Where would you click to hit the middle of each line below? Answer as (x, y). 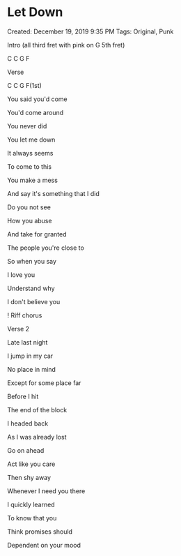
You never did (27, 126)
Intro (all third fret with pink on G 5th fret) (66, 45)
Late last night (27, 342)
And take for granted (37, 234)
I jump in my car (30, 356)
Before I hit (23, 396)
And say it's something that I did (53, 193)
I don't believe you (34, 301)
